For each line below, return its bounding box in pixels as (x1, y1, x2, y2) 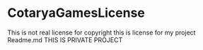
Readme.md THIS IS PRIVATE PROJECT (7, 35, 123, 44)
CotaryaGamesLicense (7, 5, 145, 21)
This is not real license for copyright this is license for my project (7, 28, 196, 37)
